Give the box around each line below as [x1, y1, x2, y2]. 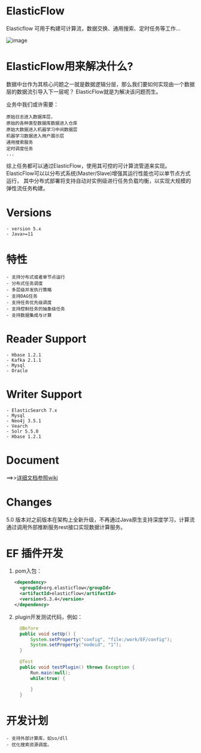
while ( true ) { [30, 675, 66, 681]
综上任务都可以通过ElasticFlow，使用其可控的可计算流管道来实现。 [6, 162, 170, 169]
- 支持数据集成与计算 [6, 312, 52, 318]
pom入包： [14, 567, 42, 574]
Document [6, 453, 60, 467]
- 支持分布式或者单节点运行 [6, 274, 66, 280]
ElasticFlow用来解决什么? [6, 60, 133, 73]
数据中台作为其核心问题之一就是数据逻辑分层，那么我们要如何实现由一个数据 [6, 80, 195, 87]
